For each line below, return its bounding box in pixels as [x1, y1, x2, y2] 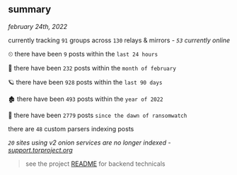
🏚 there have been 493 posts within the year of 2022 [8, 95, 163, 103]
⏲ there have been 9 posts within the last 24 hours [8, 49, 158, 58]
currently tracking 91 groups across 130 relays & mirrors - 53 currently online [8, 36, 231, 44]
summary [8, 4, 52, 16]
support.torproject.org [8, 145, 73, 154]
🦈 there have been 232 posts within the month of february [8, 64, 176, 72]
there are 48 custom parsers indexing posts [8, 124, 134, 133]
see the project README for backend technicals [25, 159, 166, 168]
